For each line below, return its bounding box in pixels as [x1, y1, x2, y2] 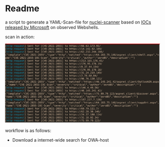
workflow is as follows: [5, 127, 52, 133]
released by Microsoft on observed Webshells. [5, 24, 100, 30]
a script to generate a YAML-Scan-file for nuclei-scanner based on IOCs [5, 19, 151, 25]
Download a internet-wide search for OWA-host [12, 137, 109, 143]
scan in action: [5, 34, 35, 40]
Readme [5, 3, 40, 14]
